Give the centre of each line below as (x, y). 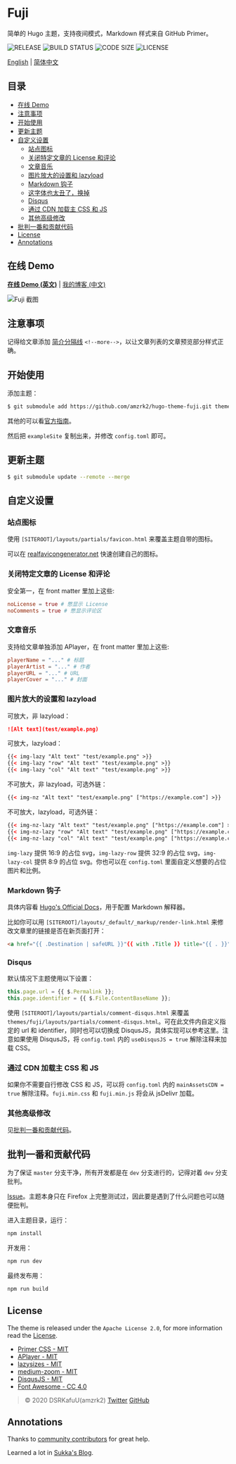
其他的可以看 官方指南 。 (41, 421)
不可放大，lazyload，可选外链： (53, 812)
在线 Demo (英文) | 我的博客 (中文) (57, 284)
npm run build (28, 1289)
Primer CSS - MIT (43, 1349)
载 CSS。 (21, 1048)
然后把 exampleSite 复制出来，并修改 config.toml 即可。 (88, 436)
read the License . (33, 1335)
